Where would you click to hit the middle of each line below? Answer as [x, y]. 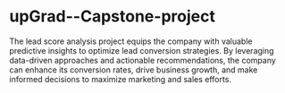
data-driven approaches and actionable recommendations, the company [143, 60]
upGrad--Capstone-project [113, 17]
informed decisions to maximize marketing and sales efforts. [121, 79]
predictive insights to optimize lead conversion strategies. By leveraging [142, 50]
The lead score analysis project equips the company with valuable [131, 41]
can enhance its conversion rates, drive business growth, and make [134, 70]
